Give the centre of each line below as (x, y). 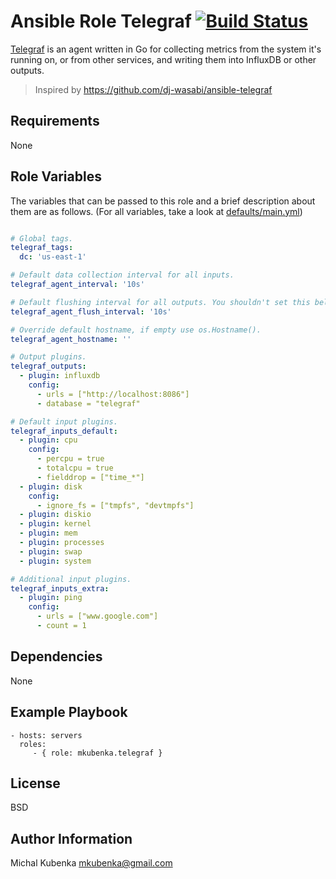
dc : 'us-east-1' (53, 257)
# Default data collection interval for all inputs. (122, 275)
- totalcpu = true (75, 468)
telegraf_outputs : (48, 366)
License (35, 783)
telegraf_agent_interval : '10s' (77, 285)
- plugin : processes (62, 543)
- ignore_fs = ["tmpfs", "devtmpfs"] (115, 505)
